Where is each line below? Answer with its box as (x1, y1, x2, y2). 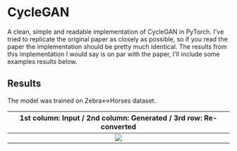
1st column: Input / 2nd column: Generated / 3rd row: (19, 113, 202, 123)
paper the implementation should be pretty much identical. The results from (7, 42, 227, 51)
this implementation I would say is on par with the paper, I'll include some (7, 50, 220, 58)
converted (101, 122, 136, 131)
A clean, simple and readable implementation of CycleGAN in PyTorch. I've (7, 27, 224, 36)
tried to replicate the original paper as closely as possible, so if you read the (7, 34, 228, 43)
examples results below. (7, 57, 78, 65)
